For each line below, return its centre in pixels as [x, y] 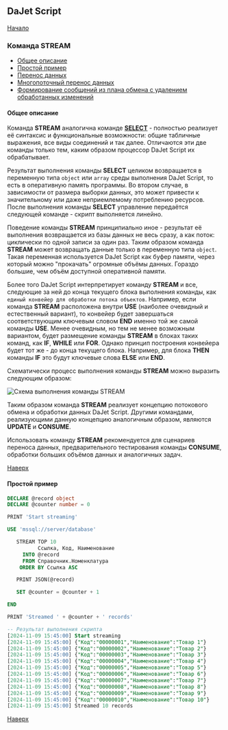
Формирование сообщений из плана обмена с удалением [102, 90]
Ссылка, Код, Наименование [76, 548]
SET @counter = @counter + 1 [58, 592]
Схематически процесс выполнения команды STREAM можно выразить [114, 371]
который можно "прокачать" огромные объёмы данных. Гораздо [103, 264]
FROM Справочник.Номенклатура [65, 561]
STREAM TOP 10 [36, 542]
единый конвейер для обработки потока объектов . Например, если [102, 299]
